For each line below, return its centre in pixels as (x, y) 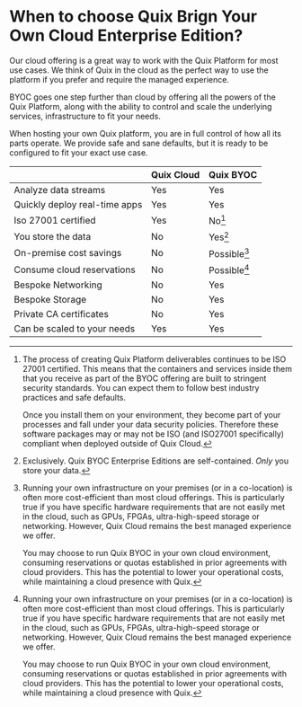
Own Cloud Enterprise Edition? (126, 35)
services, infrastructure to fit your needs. (85, 116)
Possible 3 (229, 252)
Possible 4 (229, 270)
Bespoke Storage (50, 300)
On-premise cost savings (68, 253)
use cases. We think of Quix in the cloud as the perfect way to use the (139, 70)
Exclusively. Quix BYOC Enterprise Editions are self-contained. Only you (155, 461)
